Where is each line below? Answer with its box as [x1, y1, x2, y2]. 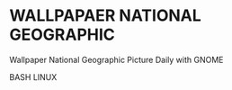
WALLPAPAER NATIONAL [9, 5, 202, 26]
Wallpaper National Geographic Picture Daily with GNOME [9, 54, 224, 65]
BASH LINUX [9, 71, 58, 82]
